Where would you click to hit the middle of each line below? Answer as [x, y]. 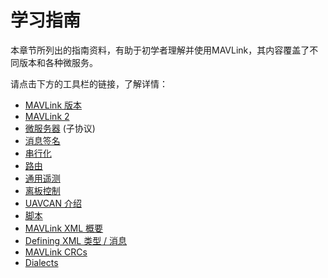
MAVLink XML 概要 [64, 228]
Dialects [41, 262]
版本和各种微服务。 [58, 62]
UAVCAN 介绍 [53, 203]
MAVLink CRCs [56, 252]
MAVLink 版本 [53, 105]
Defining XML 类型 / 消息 [76, 240]
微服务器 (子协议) [60, 128]
